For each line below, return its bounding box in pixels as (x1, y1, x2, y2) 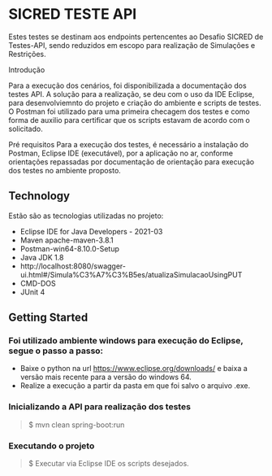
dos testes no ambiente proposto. (8, 165, 122, 175)
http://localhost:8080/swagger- (19, 261, 127, 271)
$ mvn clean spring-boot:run (28, 420, 125, 430)
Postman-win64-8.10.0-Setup (19, 243, 120, 253)
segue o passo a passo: (8, 345, 104, 356)
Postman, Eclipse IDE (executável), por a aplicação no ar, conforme (8, 148, 234, 158)
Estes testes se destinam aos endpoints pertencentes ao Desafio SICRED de (8, 32, 264, 41)
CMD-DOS (19, 278, 57, 288)
